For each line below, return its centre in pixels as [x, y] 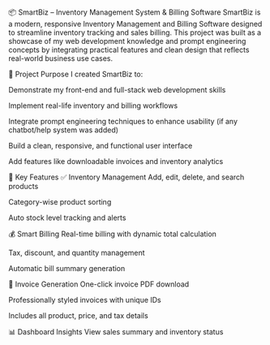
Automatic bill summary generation [67, 268]
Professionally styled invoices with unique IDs [85, 300]
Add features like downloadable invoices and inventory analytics [116, 161]
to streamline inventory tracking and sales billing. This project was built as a [135, 32]
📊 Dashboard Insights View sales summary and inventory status [116, 332]
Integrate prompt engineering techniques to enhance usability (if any [123, 121]
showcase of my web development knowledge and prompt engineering [127, 41]
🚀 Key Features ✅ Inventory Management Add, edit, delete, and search [126, 177]
